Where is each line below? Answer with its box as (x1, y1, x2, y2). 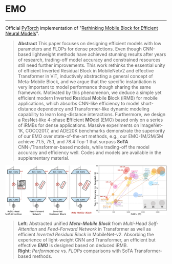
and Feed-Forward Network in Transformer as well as (38, 225, 152, 232)
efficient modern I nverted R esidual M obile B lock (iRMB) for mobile (17, 95, 158, 101)
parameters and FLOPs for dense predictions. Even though (17, 46, 142, 52)
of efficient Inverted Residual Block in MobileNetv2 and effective (17, 67, 154, 73)
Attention (17, 225, 37, 232)
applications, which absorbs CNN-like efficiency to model (17, 100, 140, 106)
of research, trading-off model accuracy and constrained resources (17, 56, 161, 63)
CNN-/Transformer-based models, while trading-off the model (17, 144, 150, 150)
